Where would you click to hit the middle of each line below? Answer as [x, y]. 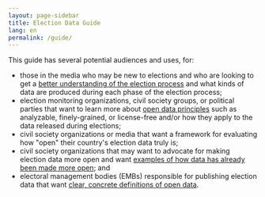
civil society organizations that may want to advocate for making [125, 151]
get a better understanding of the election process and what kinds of [132, 84]
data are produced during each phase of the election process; [121, 93]
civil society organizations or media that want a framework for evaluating [138, 134]
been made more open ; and [65, 168]
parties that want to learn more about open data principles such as [128, 109]
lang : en [23, 30]
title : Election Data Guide [55, 23]
